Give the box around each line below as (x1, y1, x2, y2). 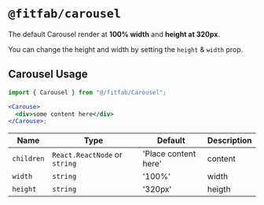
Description (207, 135, 252, 146)
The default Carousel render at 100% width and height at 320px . (8, 29, 220, 39)
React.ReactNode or (52, 149, 123, 160)
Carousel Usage (8, 68, 88, 81)
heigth (207, 184, 231, 195)
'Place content (142, 148, 196, 159)
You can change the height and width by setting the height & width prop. (8, 44, 244, 54)
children (12, 155, 45, 163)
